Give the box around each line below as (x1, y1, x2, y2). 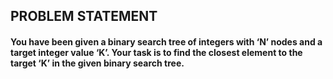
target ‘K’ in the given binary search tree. (10, 57, 185, 69)
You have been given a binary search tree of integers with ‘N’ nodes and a (10, 35, 323, 48)
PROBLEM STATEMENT (10, 8, 158, 25)
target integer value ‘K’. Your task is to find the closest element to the (10, 46, 303, 58)
